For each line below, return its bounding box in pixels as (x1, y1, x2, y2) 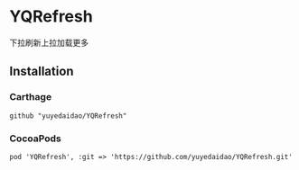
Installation (9, 64, 74, 79)
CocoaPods (9, 132, 61, 145)
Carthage (9, 91, 52, 103)
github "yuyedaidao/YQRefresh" (9, 111, 127, 121)
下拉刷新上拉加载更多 (9, 37, 89, 48)
